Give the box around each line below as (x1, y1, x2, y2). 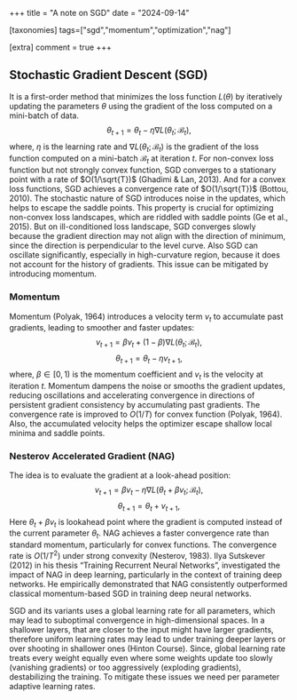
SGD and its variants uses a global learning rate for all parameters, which (9, 605, 276, 616)
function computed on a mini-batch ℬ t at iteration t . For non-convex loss (9, 153, 275, 166)
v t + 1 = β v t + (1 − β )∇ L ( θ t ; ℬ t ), (96, 337, 202, 350)
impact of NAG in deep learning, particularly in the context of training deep (9, 569, 282, 580)
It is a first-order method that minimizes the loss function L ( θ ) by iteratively (9, 91, 283, 101)
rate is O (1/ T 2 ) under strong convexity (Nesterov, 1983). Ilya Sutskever (9, 549, 266, 561)
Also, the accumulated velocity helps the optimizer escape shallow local (9, 418, 272, 429)
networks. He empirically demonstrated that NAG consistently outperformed (9, 578, 288, 589)
